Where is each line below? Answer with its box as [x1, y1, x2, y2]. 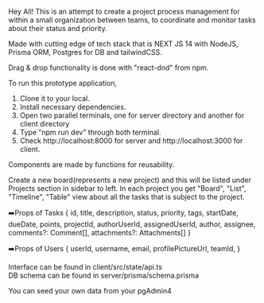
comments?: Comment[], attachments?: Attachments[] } [8, 228, 191, 237]
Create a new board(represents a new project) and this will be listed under [8, 175, 252, 185]
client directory [19, 119, 70, 128]
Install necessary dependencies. [19, 103, 126, 111]
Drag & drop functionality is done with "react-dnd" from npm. [8, 63, 209, 72]
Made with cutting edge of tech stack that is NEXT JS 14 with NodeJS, [8, 39, 239, 49]
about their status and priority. [8, 24, 107, 33]
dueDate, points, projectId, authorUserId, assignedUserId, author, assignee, [8, 219, 256, 229]
